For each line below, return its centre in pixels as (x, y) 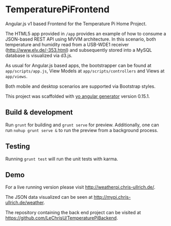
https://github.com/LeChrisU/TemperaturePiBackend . (62, 218)
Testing (18, 147)
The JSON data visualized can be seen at (49, 197)
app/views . (16, 76)
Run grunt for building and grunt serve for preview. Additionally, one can (82, 125)
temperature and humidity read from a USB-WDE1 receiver (67, 44)
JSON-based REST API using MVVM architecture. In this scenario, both (81, 39)
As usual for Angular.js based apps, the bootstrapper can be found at (78, 65)
